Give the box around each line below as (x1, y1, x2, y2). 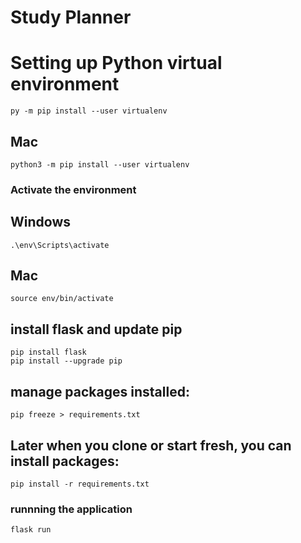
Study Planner (10, 6, 132, 29)
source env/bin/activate (10, 294, 114, 304)
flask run (10, 525, 52, 535)
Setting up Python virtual (10, 52, 223, 75)
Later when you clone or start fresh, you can (10, 437, 292, 454)
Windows (10, 214, 71, 231)
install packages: (10, 452, 120, 470)
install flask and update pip (10, 321, 183, 338)
